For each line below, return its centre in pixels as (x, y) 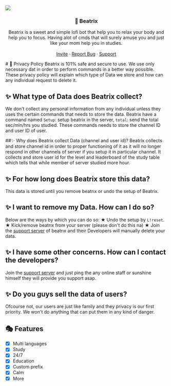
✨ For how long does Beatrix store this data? (78, 179)
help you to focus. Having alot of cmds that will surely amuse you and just (86, 37)
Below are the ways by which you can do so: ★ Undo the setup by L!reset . (85, 220)
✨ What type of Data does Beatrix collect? (74, 96)
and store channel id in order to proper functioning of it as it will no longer (83, 146)
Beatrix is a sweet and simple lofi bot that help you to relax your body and (86, 32)
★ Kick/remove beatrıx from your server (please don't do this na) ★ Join (83, 225)
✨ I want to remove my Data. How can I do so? (80, 207)
